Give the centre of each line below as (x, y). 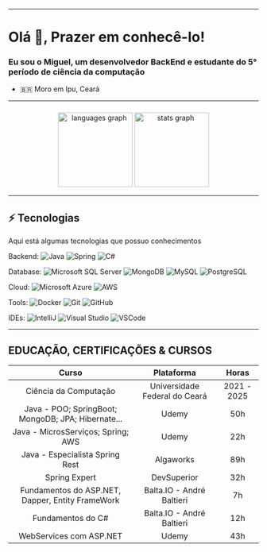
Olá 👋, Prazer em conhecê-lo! (106, 37)
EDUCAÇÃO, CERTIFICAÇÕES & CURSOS (110, 350)
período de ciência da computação (77, 72)
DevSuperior (174, 477)
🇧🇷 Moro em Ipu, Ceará (60, 89)
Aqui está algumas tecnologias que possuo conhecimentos (105, 241)
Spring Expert (71, 477)
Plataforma (175, 373)
